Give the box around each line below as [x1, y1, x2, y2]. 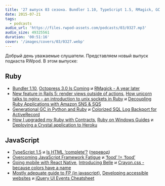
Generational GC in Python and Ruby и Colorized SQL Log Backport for [12, 106, 157, 112]
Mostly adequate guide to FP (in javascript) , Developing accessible [12, 170, 149, 176]
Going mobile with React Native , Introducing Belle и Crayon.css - [12, 159, 145, 165]
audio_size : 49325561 [5, 30, 50, 35]
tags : [5, 16, 16, 21]
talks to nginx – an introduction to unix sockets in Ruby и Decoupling [12, 95, 152, 101]
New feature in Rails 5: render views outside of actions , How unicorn [12, 91, 152, 96]
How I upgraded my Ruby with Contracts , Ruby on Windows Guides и [12, 117, 154, 123]
